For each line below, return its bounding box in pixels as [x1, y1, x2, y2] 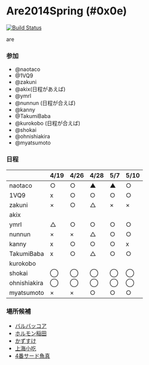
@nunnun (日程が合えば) [14, 99, 76, 107]
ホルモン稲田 [14, 330, 47, 337]
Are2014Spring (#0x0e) [6, 4, 127, 18]
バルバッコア [14, 322, 47, 329]
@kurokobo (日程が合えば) [14, 120, 81, 127]
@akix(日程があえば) [14, 86, 66, 93]
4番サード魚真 [14, 352, 50, 359]
